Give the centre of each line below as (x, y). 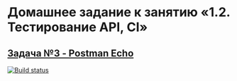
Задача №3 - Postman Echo (71, 53)
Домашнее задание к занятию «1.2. (119, 12)
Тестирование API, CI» (78, 27)
